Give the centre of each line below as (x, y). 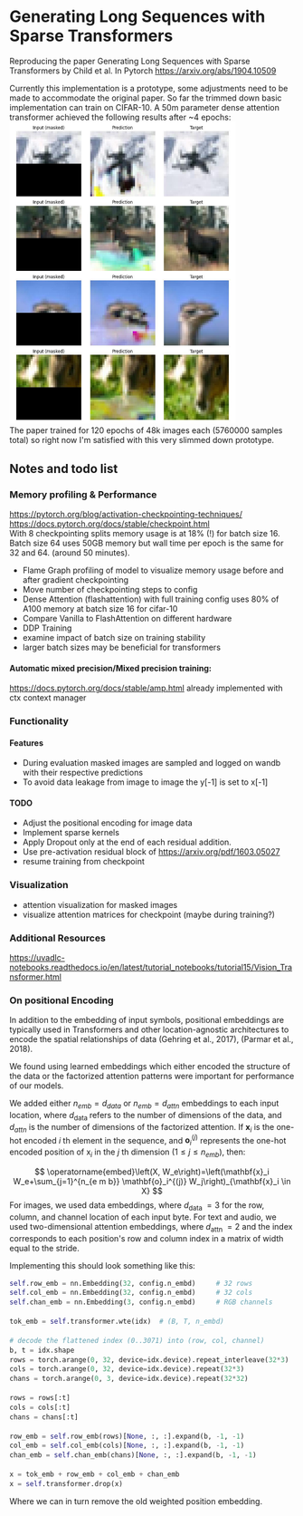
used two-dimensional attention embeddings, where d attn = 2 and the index (151, 1227)
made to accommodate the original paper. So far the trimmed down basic (146, 98)
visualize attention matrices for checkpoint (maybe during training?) (149, 914)
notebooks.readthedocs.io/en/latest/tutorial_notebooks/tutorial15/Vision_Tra (151, 968)
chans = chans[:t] (44, 1417)
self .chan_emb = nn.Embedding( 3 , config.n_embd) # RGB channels (141, 1302)
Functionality (39, 721)
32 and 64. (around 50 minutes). (70, 552)
